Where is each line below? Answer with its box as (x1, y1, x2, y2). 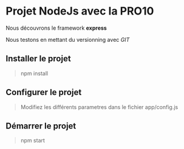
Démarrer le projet (5, 121, 77, 131)
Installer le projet (5, 53, 71, 64)
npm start (20, 137, 45, 144)
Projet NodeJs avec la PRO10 (5, 4, 154, 18)
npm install (20, 70, 49, 77)
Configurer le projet (5, 87, 82, 98)
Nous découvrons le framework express (5, 24, 107, 31)
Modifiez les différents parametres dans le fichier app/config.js (20, 103, 179, 110)
